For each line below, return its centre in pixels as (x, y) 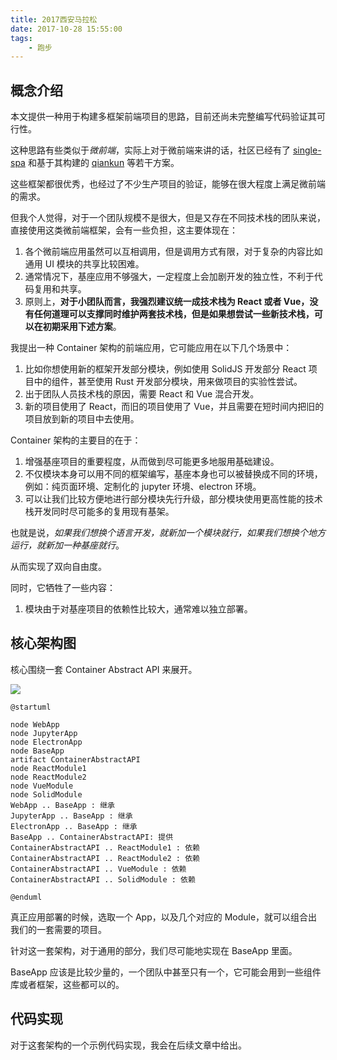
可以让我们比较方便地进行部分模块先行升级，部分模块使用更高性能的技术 (173, 499)
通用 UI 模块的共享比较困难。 (84, 264)
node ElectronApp (46, 742)
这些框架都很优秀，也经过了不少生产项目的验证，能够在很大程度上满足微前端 (168, 184)
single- (307, 150)
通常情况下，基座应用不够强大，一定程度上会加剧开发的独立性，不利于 (169, 277)
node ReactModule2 (48, 777)
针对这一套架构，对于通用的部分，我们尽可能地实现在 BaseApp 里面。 (154, 950)
